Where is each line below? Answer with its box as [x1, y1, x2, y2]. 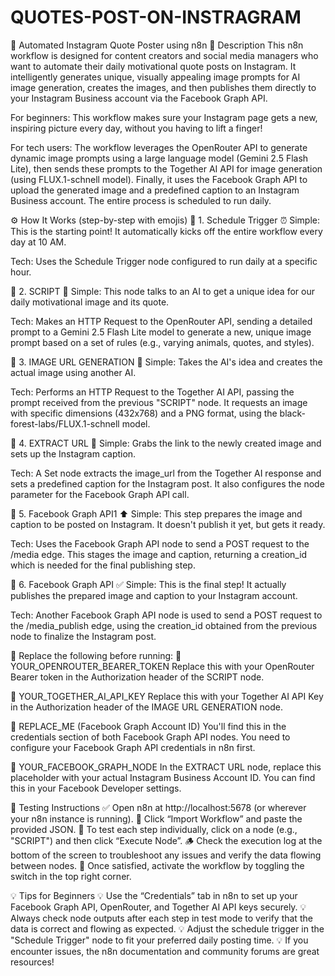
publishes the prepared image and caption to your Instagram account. [10, 589, 298, 601]
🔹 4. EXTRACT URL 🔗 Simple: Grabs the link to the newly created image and [10, 437, 322, 449]
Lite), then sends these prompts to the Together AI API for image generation [10, 162, 323, 175]
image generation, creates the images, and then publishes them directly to [10, 81, 317, 93]
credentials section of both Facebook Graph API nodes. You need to [10, 731, 291, 743]
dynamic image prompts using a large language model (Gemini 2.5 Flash [10, 152, 309, 164]
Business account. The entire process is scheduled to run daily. [10, 194, 272, 206]
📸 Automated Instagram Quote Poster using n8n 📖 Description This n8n [10, 39, 304, 51]
